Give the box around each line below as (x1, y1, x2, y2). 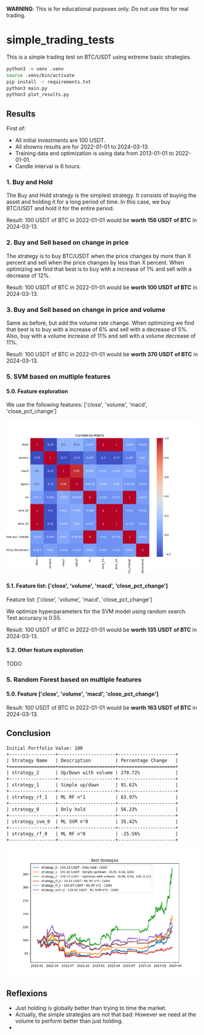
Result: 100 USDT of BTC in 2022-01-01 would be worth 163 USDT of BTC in (6, 704, 197, 711)
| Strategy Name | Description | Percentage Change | (6, 757, 178, 764)
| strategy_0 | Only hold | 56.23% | (6, 806, 178, 812)
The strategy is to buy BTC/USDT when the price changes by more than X (6, 252, 192, 259)
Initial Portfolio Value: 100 (6, 745, 83, 751)
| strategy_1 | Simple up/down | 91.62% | (6, 782, 178, 788)
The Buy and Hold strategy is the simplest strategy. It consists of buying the (6, 192, 197, 199)
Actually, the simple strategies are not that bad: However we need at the (15, 1011, 197, 1018)
